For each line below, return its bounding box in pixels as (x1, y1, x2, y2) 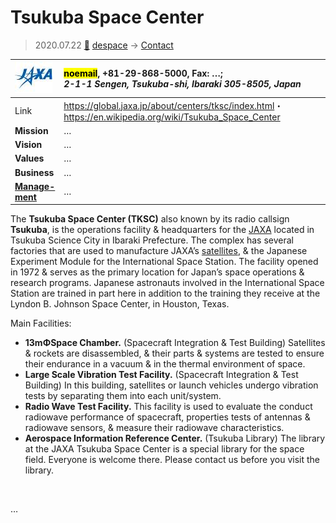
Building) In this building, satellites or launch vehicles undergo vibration (24, 379, 319, 391)
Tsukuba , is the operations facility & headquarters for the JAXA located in (10, 224, 315, 236)
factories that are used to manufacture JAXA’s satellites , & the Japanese (10, 245, 308, 257)
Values (14, 152, 45, 165)
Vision (14, 139, 43, 151)
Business (14, 166, 55, 178)
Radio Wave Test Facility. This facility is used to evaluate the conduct (24, 401, 313, 413)
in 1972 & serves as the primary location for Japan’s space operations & (10, 266, 305, 278)
